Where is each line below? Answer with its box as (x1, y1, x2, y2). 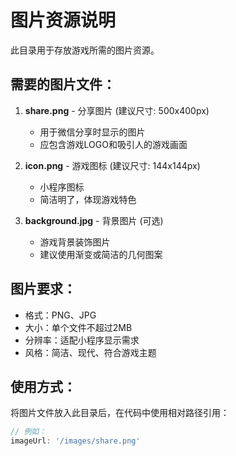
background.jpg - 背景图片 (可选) (24, 214, 164, 226)
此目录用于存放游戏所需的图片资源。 (10, 44, 160, 56)
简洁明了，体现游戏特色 (39, 193, 137, 205)
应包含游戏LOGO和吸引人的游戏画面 (39, 138, 188, 150)
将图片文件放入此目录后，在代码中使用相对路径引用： (10, 407, 230, 419)
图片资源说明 (10, 9, 117, 32)
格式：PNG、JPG (24, 309, 97, 321)
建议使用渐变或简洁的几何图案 (39, 248, 163, 260)
